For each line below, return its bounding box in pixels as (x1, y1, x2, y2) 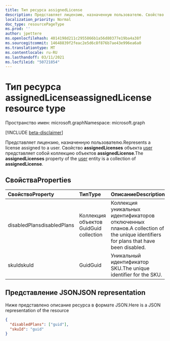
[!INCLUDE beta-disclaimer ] (5, 130, 63, 136)
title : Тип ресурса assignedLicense (5, 7, 82, 13)
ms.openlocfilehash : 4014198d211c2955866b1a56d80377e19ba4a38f (5, 36, 142, 41)
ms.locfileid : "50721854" (5, 59, 60, 65)
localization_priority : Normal (5, 17, 71, 22)
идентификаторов (110, 212, 155, 219)
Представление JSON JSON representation (5, 288, 146, 297)
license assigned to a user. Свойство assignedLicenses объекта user (5, 145, 153, 151)
